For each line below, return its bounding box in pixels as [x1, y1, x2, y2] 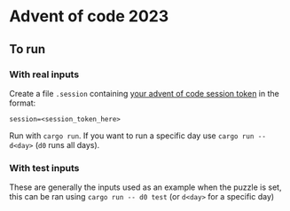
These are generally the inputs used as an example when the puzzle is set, [9, 182, 282, 192]
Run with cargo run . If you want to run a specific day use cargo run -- [9, 130, 266, 141]
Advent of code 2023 [9, 6, 169, 27]
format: [9, 98, 36, 108]
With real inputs [9, 68, 80, 81]
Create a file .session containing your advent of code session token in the [9, 88, 279, 98]
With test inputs [9, 161, 80, 174]
